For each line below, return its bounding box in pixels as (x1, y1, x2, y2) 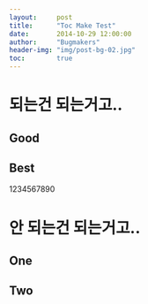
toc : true (9, 54, 73, 63)
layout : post (9, 12, 73, 22)
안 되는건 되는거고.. (9, 217, 141, 238)
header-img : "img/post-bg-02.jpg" (9, 46, 137, 55)
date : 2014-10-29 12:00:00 (9, 29, 132, 38)
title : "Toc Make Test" (9, 21, 116, 30)
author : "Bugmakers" (9, 37, 100, 47)
